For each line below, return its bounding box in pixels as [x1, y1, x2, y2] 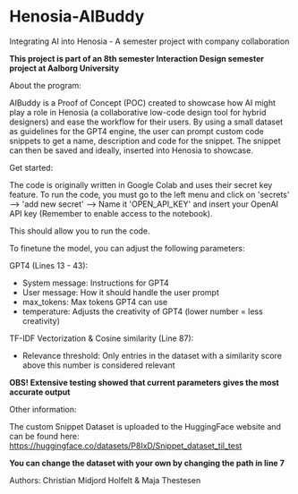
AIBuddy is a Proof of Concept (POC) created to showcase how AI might [9, 97, 276, 108]
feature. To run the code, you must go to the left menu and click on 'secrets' [9, 189, 290, 200]
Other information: [9, 404, 78, 414]
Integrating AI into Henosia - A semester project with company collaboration [9, 36, 290, 47]
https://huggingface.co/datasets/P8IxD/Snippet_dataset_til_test [9, 440, 243, 451]
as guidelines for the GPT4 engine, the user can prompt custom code [9, 125, 264, 136]
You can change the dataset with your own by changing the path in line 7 [9, 457, 285, 468]
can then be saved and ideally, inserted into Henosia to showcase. [9, 145, 253, 156]
